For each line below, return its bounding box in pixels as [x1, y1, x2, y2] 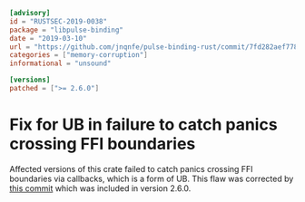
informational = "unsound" [9, 59, 112, 68]
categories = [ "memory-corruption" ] [9, 51, 148, 60]
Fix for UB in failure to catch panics [9, 114, 279, 135]
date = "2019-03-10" [9, 34, 88, 43]
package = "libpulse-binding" [9, 25, 124, 34]
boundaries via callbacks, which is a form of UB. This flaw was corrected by [9, 173, 294, 184]
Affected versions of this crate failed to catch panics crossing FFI [9, 163, 253, 174]
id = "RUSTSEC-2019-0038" [9, 16, 107, 26]
